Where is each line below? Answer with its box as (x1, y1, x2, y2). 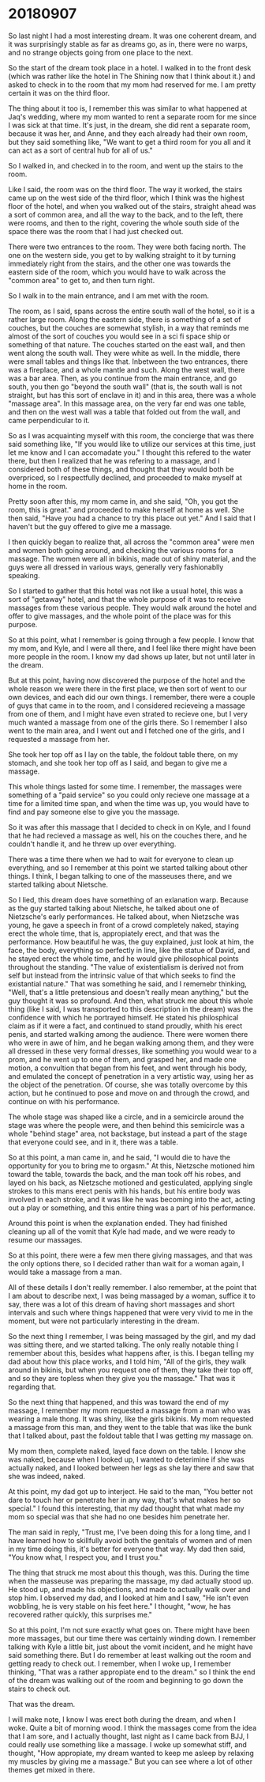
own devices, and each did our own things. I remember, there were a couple (8, 692, 256, 702)
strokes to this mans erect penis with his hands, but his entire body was (8, 1186, 241, 1195)
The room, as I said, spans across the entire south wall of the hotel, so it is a (8, 306, 255, 316)
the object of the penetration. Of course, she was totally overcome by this (8, 1080, 248, 1089)
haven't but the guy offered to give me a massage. (8, 521, 172, 531)
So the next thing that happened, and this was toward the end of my (8, 1397, 230, 1406)
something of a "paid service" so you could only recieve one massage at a (8, 790, 250, 800)
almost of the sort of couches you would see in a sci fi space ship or (8, 331, 230, 341)
